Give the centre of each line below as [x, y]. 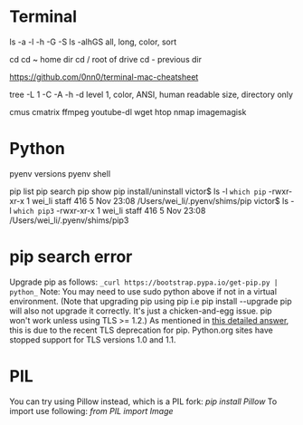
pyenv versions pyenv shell [60, 173]
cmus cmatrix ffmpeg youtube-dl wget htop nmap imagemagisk [128, 111]
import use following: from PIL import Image [91, 411]
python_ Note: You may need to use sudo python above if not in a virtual [143, 291]
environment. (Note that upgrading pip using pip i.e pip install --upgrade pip [151, 301]
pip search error [71, 257]
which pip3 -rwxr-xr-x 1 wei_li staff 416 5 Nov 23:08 [109, 210]
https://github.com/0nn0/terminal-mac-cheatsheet [104, 77]
